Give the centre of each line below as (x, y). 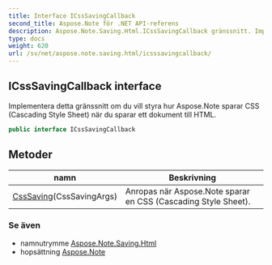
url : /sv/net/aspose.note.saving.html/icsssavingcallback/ (110, 53)
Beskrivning (193, 177)
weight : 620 (28, 46)
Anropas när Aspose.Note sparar (188, 191)
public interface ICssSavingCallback (72, 129)
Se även (24, 225)
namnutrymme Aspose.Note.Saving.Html (88, 243)
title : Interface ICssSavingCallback (72, 16)
